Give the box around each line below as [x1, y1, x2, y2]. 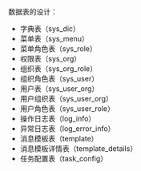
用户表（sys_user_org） [19, 84, 99, 93]
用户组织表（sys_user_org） [19, 94, 114, 103]
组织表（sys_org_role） [19, 64, 98, 74]
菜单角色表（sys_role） [19, 44, 98, 54]
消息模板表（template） [19, 134, 99, 143]
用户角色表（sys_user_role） [19, 104, 115, 113]
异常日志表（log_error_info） [19, 124, 115, 133]
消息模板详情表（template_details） [19, 144, 138, 153]
